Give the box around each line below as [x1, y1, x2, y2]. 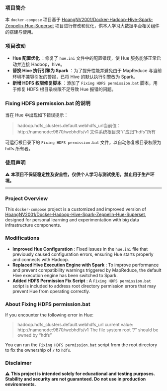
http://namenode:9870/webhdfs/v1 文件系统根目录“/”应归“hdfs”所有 [17, 128, 156, 135]
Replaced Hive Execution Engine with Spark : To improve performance [12, 262, 159, 268]
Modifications [5, 235, 40, 242]
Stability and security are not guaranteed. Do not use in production [5, 376, 146, 382]
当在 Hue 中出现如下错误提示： [5, 112, 69, 118]
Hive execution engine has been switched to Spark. [12, 272, 118, 278]
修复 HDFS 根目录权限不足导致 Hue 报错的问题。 [16, 86, 116, 92]
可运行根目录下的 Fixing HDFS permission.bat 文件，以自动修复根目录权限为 [5, 139, 162, 145]
